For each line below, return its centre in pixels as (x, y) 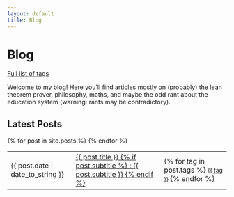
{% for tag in (185, 161)
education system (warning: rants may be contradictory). (89, 102)
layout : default (31, 14)
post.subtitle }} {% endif (115, 175)
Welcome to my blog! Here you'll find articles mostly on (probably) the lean (115, 87)
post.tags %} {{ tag (193, 170)
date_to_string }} (38, 175)
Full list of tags (28, 74)
